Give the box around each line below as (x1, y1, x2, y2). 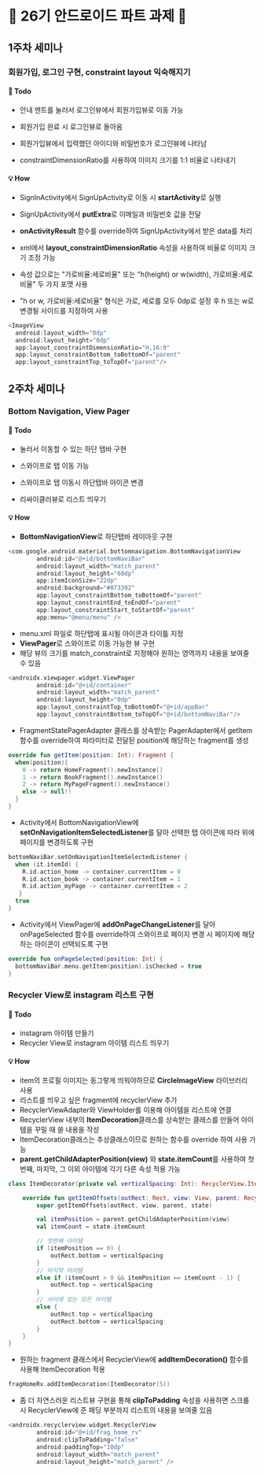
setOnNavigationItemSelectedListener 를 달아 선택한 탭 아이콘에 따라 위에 (19, 828, 255, 837)
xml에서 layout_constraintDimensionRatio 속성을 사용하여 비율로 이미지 (19, 243, 247, 252)
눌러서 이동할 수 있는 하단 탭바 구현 (19, 444, 127, 454)
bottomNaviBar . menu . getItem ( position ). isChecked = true (15, 962, 202, 970)
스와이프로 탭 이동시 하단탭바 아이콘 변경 (19, 477, 144, 487)
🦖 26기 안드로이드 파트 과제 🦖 (8, 7, 187, 25)
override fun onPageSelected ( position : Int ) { (8, 954, 163, 963)
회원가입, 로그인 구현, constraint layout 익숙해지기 (8, 66, 191, 77)
